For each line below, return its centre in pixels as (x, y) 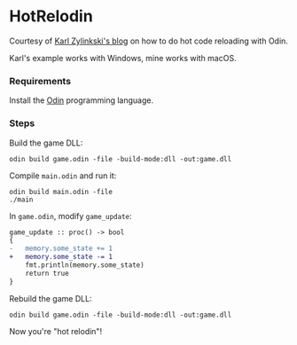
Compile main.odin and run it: (63, 176)
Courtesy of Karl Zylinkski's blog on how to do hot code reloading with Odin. (148, 41)
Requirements (40, 81)
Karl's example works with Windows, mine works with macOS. (123, 58)
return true (47, 273)
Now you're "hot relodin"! (56, 331)
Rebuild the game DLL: (51, 298)
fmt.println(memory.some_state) (85, 265)
